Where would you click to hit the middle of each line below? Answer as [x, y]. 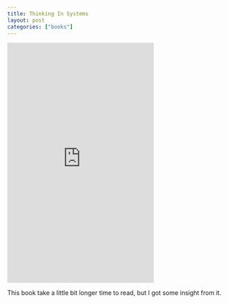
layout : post [26, 20]
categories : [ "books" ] [40, 27]
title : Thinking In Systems [48, 14]
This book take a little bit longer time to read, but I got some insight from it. [114, 293]
